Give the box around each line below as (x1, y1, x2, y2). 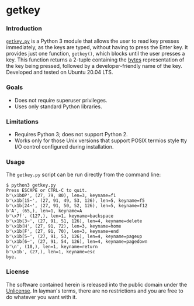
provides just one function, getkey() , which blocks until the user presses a (6, 50, 185, 57)
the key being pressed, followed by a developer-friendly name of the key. (6, 63, 182, 70)
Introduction (6, 25, 42, 33)
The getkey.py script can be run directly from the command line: (6, 171, 161, 178)
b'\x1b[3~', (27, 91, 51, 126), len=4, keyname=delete (6, 218, 143, 224)
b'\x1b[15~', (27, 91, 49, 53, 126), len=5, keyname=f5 (6, 198, 145, 204)
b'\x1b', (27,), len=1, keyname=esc (6, 249, 95, 255)
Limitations (6, 118, 39, 126)
